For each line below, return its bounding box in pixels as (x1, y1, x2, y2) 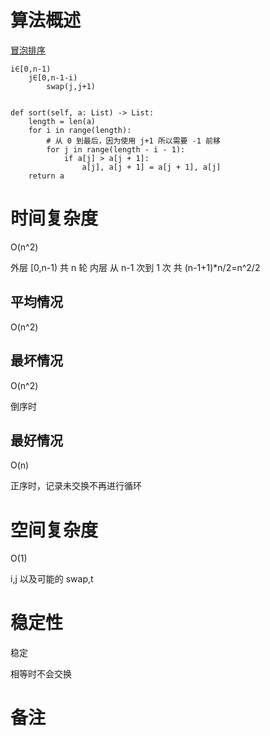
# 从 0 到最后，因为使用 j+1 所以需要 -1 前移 (46, 136, 221, 146)
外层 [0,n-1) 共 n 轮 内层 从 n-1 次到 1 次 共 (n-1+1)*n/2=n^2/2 (10, 261, 261, 273)
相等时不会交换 (10, 668, 72, 680)
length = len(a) (28, 116, 97, 126)
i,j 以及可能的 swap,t (10, 573, 94, 585)
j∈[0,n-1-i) (28, 72, 78, 83)
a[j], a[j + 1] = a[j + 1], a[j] (81, 162, 222, 172)
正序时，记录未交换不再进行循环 (10, 480, 142, 492)
